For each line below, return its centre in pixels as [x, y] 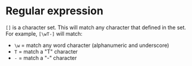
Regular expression [54, 11]
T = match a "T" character [46, 51]
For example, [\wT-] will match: [44, 33]
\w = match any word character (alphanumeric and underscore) [92, 45]
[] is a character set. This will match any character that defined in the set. [96, 27]
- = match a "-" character [45, 58]
